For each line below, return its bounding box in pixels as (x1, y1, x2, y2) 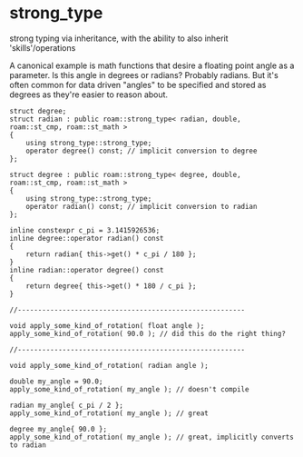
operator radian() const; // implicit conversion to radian (25, 202, 258, 211)
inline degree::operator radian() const (9, 233, 165, 243)
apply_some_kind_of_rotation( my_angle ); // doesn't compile (9, 384, 249, 393)
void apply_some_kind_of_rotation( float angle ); (9, 321, 205, 330)
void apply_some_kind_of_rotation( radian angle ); (9, 361, 209, 370)
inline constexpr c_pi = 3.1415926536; (9, 225, 161, 234)
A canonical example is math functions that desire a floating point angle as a (9, 60, 295, 71)
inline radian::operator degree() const (9, 265, 165, 274)
